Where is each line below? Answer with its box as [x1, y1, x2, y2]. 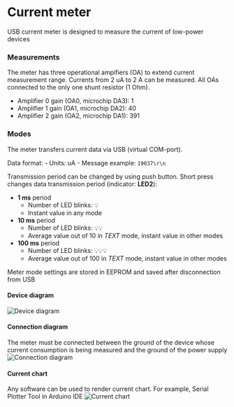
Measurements [7, 52, 60, 62]
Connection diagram [7, 323, 68, 331]
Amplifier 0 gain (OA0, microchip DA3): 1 [17, 97, 134, 105]
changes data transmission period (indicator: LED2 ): [7, 179, 157, 188]
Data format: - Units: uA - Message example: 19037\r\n [7, 158, 166, 167]
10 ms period [17, 216, 56, 224]
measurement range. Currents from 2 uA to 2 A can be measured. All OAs [7, 76, 219, 84]
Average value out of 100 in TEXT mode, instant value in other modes [27, 254, 227, 263]
